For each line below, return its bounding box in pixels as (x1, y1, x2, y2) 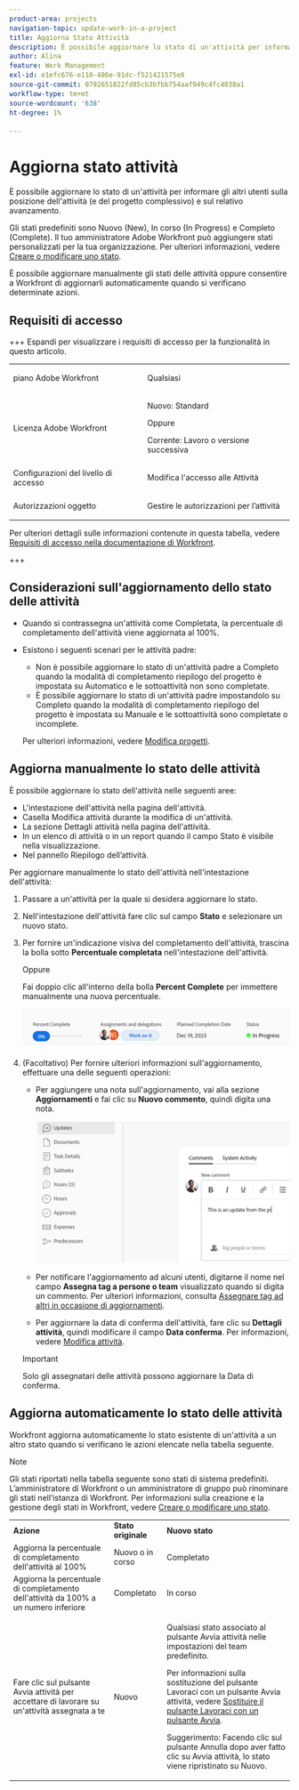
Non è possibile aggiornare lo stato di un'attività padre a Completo (35, 661, 279, 672)
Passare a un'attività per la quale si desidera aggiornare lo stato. (21, 893, 258, 904)
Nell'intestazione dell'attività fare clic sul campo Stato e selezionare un (21, 910, 283, 921)
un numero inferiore (12, 1601, 86, 1612)
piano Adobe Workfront (12, 372, 100, 383)
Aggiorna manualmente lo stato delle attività (9, 762, 261, 777)
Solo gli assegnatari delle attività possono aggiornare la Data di (21, 1370, 254, 1381)
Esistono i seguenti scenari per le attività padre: (21, 644, 198, 655)
